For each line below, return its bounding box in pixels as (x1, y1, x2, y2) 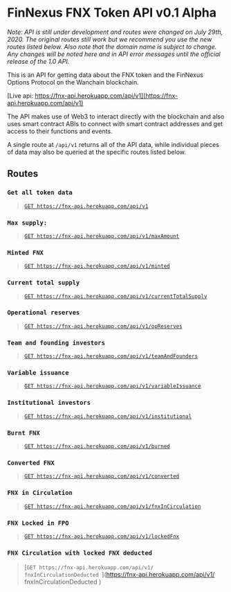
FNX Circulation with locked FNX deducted (7, 549, 152, 557)
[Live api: (7, 92, 33, 100)
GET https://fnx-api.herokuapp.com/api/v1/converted (24, 473, 180, 480)
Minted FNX (7, 248, 44, 256)
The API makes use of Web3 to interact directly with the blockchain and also (7, 112, 225, 121)
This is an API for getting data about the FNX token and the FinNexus (7, 71, 204, 79)
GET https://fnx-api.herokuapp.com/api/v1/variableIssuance (24, 383, 201, 390)
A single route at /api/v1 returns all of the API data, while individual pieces (7, 140, 220, 148)
